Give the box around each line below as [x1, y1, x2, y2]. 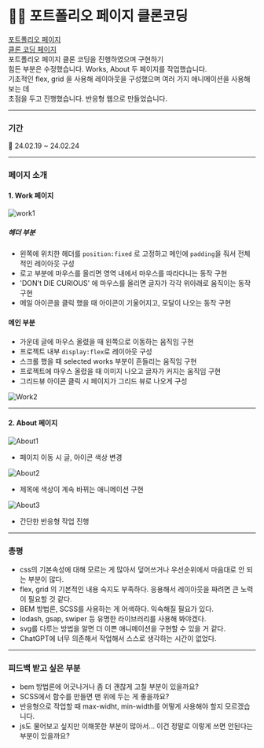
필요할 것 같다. [27, 594, 72, 604]
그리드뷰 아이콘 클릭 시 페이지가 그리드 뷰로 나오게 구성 [19, 376, 188, 386]
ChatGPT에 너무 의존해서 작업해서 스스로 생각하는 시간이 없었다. [19, 634, 217, 643]
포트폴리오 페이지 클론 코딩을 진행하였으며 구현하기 [8, 54, 163, 64]
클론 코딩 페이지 [8, 44, 57, 54]
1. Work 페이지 [8, 191, 54, 200]
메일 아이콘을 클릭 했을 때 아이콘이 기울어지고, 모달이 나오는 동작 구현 [19, 298, 232, 308]
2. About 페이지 [8, 418, 58, 428]
